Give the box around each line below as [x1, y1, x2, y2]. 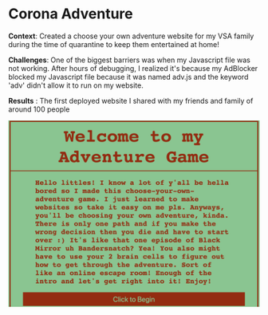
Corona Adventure [8, 5, 133, 23]
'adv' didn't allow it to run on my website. [8, 81, 144, 90]
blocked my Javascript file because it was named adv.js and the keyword [8, 72, 249, 81]
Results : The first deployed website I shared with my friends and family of [8, 96, 254, 105]
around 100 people [8, 104, 70, 114]
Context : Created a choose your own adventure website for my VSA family [8, 31, 254, 41]
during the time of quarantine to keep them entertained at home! [8, 39, 219, 49]
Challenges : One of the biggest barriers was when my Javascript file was [8, 55, 251, 65]
